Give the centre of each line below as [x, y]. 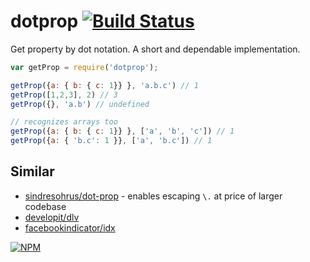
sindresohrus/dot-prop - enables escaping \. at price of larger [153, 196]
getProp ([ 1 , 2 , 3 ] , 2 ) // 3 [64, 95]
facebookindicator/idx [70, 227]
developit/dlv [52, 217]
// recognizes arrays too [64, 122]
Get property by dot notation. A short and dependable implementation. [155, 49]
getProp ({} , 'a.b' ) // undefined [80, 104]
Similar [32, 171]
